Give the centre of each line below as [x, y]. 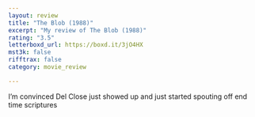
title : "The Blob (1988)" [51, 23]
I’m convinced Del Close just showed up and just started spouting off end [128, 96]
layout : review [33, 15]
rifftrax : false [35, 60]
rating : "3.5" [32, 38]
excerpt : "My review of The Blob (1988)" [78, 30]
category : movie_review [48, 67]
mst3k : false [30, 52]
